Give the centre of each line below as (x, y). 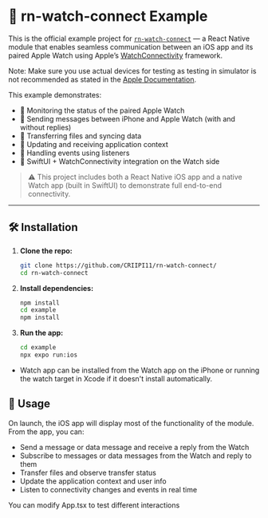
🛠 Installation (43, 227)
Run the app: (41, 333)
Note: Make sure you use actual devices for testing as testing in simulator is (132, 70)
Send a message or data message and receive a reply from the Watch (134, 447)
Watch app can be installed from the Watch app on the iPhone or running (140, 370)
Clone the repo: (46, 250)
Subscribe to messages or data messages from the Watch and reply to (136, 456)
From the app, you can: (46, 432)
